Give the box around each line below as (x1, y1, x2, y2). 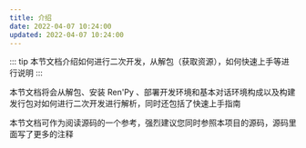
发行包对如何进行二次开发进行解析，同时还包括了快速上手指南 (9, 98, 241, 109)
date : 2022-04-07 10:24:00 (9, 22, 112, 31)
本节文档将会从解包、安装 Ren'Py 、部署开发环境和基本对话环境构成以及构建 (9, 87, 296, 98)
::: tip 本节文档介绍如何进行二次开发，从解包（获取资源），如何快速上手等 (9, 56, 282, 67)
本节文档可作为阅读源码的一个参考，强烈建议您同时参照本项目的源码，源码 (9, 117, 289, 128)
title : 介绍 (9, 13, 52, 23)
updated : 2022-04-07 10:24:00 (9, 30, 125, 39)
